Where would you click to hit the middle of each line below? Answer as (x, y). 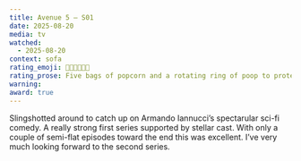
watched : (26, 42)
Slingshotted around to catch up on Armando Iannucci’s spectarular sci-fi (145, 118)
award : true (31, 92)
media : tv (28, 34)
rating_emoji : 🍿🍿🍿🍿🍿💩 (50, 68)
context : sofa (36, 59)
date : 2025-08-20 (42, 26)
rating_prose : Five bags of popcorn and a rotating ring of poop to (140, 76)
